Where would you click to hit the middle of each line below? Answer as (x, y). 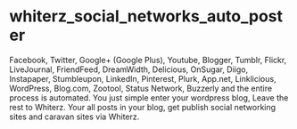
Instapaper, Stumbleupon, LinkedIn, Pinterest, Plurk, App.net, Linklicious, (143, 78)
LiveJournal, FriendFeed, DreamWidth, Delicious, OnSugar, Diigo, (129, 69)
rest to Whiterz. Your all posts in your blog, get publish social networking (143, 107)
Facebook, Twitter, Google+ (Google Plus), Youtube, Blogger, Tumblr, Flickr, (148, 60)
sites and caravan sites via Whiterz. (74, 117)
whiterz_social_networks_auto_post (146, 16)
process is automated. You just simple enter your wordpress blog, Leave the (149, 97)
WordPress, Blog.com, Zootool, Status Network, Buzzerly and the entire (141, 88)
